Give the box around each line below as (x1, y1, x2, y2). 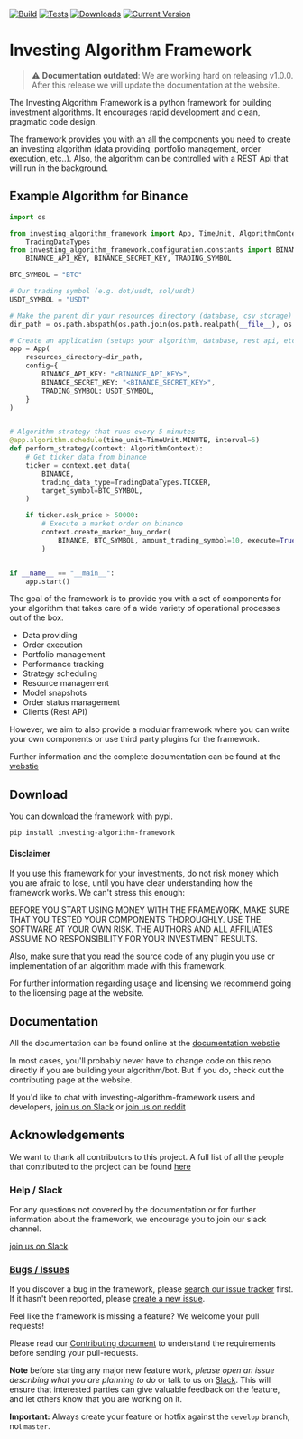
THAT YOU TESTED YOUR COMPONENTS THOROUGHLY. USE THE (9, 914, 262, 925)
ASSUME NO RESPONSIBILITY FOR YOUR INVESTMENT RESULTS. (9, 933, 259, 944)
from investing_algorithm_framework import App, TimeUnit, (9, 228, 236, 238)
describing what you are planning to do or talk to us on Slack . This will (9, 1375, 271, 1386)
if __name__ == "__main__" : (9, 569, 115, 578)
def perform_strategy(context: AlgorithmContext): (9, 444, 204, 453)
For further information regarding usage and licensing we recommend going (9, 978, 292, 989)
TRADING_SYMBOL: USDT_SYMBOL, (41, 386, 155, 395)
